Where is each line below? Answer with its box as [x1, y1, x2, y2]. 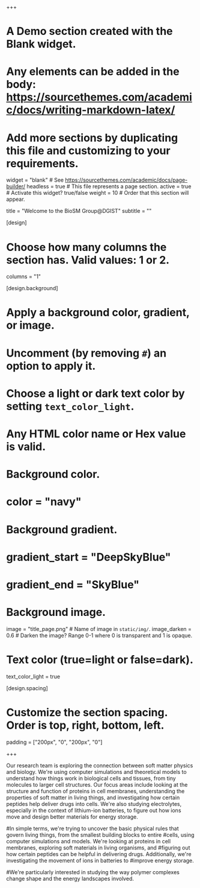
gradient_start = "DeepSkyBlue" [6, 550, 171, 564]
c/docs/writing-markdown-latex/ [6, 103, 175, 117]
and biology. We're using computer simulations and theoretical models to [6, 768, 187, 775]
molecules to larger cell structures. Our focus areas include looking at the [6, 781, 188, 788]
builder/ [6, 183, 26, 190]
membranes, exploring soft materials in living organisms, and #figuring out [6, 844, 190, 851]
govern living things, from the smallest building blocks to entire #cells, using [6, 831, 195, 839]
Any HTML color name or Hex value [6, 427, 186, 440]
